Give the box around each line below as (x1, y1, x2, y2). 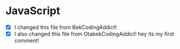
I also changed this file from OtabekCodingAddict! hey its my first (14, 31, 175, 37)
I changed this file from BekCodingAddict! (14, 24, 117, 31)
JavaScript (5, 4, 61, 18)
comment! (14, 37, 39, 44)
